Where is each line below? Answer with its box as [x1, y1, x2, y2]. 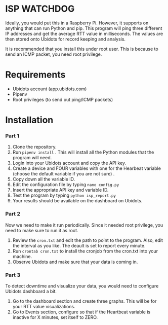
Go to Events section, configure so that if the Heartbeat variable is [12, 309, 151, 315]
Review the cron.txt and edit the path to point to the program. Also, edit [12, 237, 163, 243]
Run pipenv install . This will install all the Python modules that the [12, 149, 154, 155]
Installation [5, 115, 54, 126]
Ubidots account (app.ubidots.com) [12, 86, 87, 92]
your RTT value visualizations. [12, 303, 75, 309]
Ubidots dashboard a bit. [5, 288, 57, 294]
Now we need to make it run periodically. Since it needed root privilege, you [5, 222, 163, 228]
